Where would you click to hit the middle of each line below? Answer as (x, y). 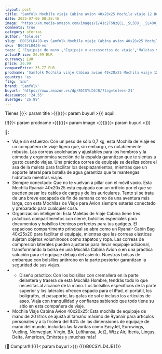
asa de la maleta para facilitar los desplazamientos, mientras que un (79, 167)
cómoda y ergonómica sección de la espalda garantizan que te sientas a (84, 157)
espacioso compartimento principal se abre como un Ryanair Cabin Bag (83, 229)
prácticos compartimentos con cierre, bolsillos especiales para (74, 219)
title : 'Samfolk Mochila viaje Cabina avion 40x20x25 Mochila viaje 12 (78, 14)
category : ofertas (23, 32)
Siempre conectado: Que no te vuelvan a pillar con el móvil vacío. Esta (82, 183)
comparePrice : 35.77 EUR (30, 68)
